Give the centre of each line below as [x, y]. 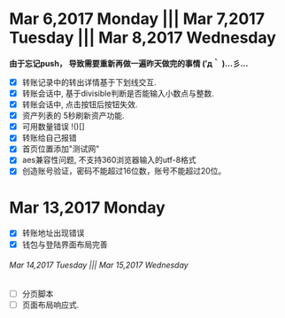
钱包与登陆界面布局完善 [65, 244]
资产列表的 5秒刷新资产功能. [73, 116]
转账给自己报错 [49, 138]
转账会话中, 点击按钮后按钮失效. [80, 105]
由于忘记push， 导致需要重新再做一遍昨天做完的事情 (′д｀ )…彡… [129, 63]
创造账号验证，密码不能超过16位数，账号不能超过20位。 [124, 171]
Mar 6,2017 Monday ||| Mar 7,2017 [137, 19]
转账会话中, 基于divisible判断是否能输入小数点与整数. [118, 93]
